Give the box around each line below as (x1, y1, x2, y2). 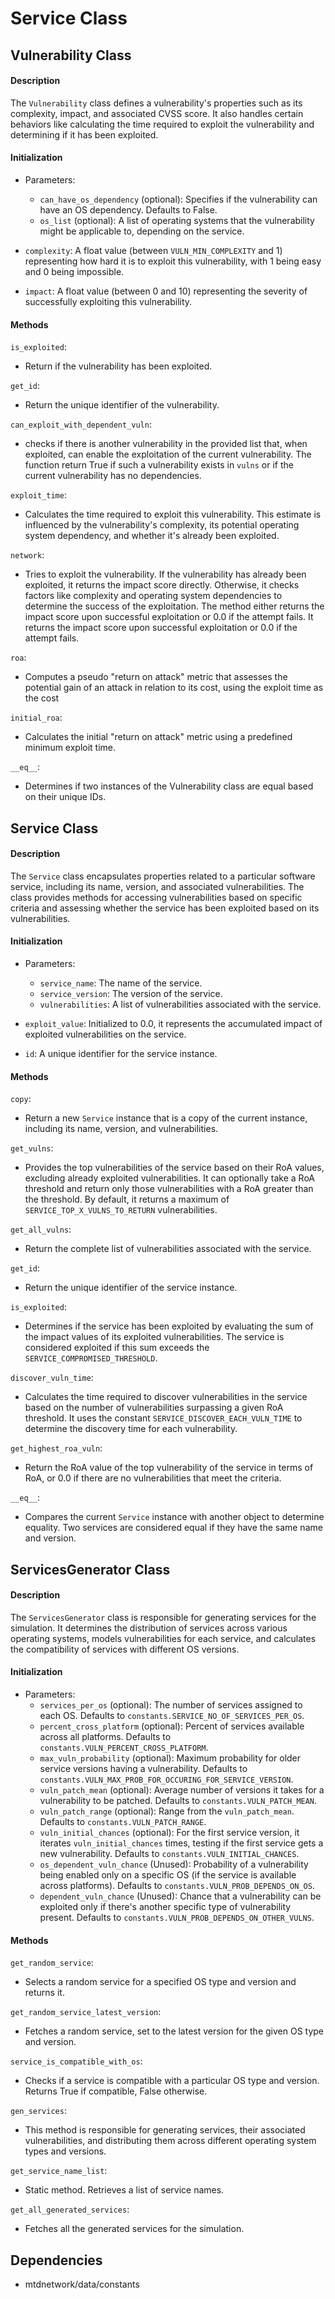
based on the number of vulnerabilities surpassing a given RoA (24, 1402, 284, 1414)
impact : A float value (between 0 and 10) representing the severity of (24, 285, 308, 297)
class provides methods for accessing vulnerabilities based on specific (10, 891, 303, 903)
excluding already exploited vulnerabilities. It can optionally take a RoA (24, 1172, 315, 1184)
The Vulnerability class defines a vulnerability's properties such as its (10, 97, 303, 109)
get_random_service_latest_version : (10, 2006, 162, 2018)
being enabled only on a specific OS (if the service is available (39, 1868, 297, 1881)
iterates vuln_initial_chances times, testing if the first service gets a (39, 1837, 324, 1849)
